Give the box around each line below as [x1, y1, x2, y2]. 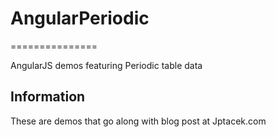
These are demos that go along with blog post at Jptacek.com [10, 115, 267, 127]
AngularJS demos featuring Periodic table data [10, 59, 203, 71]
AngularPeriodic [10, 7, 150, 30]
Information [10, 88, 86, 106]
